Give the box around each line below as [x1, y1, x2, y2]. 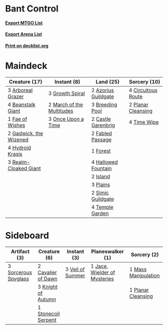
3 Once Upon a [48, 115, 84, 122]
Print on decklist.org [5, 42, 48, 48]
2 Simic [91, 189, 109, 196]
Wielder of [90, 268, 115, 275]
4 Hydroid [7, 144, 31, 151]
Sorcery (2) [130, 251, 159, 258]
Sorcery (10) [129, 78, 160, 85]
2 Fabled [91, 129, 112, 136]
